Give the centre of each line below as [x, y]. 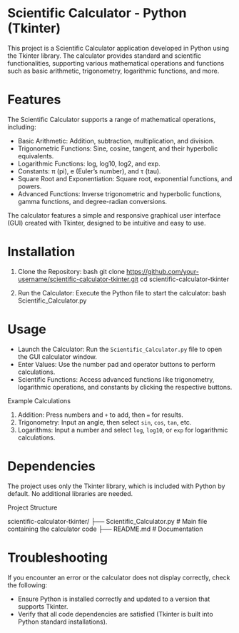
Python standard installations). [62, 622]
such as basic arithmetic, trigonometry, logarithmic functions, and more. [113, 71]
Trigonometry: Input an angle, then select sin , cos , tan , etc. [105, 422]
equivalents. [36, 156]
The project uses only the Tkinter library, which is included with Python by [116, 486]
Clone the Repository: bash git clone [71, 271]
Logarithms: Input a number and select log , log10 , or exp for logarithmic [123, 430]
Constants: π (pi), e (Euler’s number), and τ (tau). [90, 171]
